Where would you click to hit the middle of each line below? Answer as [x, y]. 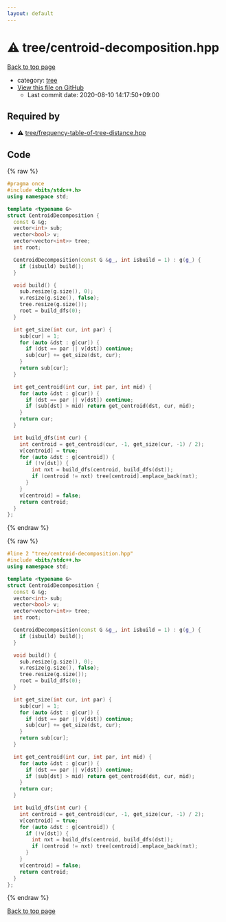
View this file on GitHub [50, 88]
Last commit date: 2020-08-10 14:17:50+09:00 [93, 94]
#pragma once [26, 184]
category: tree [37, 80]
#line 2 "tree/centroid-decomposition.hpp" [70, 554]
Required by [34, 116]
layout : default [30, 13]
